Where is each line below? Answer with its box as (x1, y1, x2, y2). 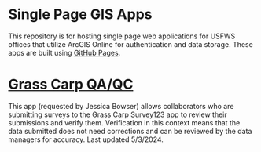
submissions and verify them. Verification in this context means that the (8, 118, 241, 127)
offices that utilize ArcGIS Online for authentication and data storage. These (8, 39, 253, 49)
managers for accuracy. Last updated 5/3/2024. (8, 135, 164, 144)
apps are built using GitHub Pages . (8, 48, 121, 57)
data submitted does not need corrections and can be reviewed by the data (8, 126, 252, 136)
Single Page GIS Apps (8, 5, 153, 24)
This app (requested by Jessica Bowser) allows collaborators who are (8, 101, 234, 110)
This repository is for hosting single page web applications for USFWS (8, 31, 236, 41)
